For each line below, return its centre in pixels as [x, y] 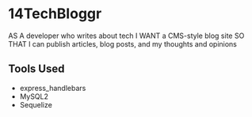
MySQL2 [34, 96]
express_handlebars [53, 88]
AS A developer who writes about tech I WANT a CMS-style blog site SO [126, 36]
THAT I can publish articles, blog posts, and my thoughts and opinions [123, 43]
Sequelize [36, 104]
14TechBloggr [55, 14]
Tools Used [36, 69]
